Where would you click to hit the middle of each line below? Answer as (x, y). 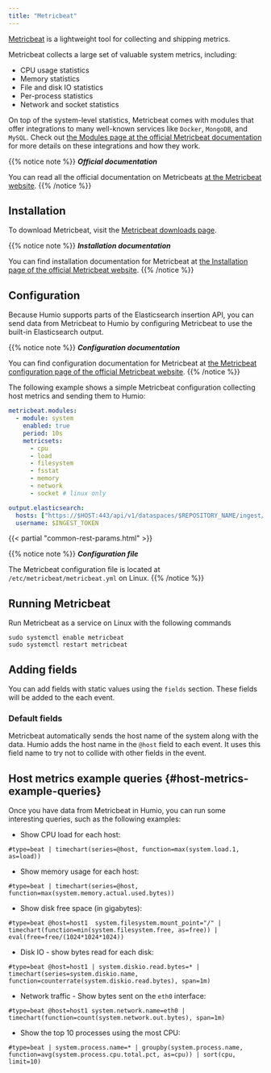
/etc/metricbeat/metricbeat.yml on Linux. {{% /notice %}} (106, 578)
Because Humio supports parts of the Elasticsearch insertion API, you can (131, 315)
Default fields (35, 718)
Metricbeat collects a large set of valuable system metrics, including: (123, 54)
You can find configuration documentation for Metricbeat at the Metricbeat (133, 363)
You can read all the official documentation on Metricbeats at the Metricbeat (135, 177)
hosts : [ (30, 516)
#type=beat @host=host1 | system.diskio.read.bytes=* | (104, 967)
